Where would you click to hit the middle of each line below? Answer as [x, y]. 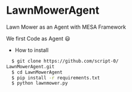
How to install [32, 50]
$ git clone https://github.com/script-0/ [65, 61]
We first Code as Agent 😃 [38, 38]
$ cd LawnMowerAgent [37, 72]
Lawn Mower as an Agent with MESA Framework [66, 27]
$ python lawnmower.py [40, 83]
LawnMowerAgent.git [30, 66]
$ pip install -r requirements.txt [56, 78]
